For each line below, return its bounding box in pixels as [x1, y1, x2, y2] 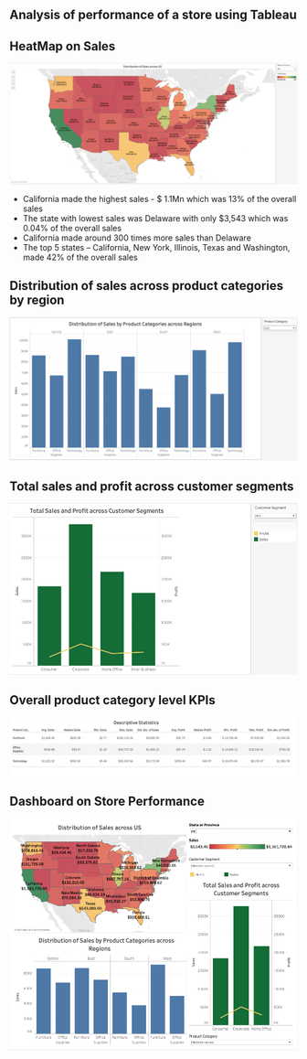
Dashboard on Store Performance [9, 794, 206, 809]
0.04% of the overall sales [22, 222, 122, 233]
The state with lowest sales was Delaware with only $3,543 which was [22, 212, 289, 223]
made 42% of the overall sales [22, 251, 139, 262]
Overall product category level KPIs [9, 692, 217, 708]
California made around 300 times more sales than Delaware [22, 232, 251, 243]
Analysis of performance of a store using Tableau [9, 7, 297, 23]
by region [9, 293, 65, 308]
